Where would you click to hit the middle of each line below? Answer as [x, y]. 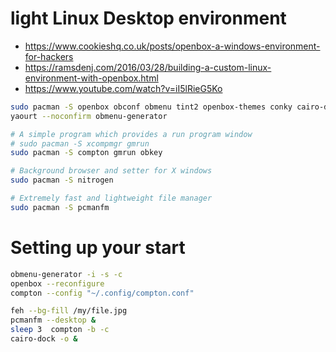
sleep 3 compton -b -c [60, 330]
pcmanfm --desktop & [53, 320]
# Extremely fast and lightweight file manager [111, 198]
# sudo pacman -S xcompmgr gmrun [80, 143]
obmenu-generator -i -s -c [66, 274]
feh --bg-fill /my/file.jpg [69, 311]
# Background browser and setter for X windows [111, 171]
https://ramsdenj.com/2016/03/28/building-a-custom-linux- [148, 67]
